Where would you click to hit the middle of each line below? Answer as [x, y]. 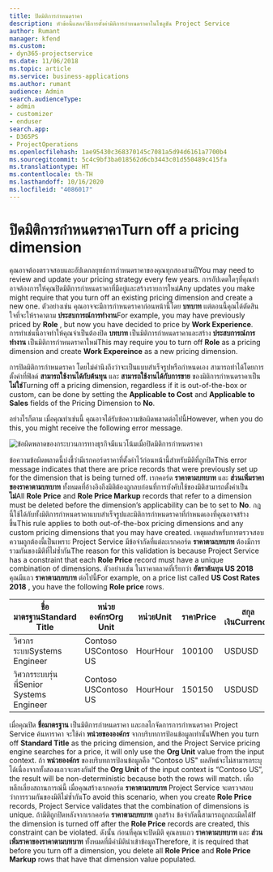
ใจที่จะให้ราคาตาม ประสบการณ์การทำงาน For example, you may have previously [127, 315]
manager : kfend [35, 39]
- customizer [31, 114]
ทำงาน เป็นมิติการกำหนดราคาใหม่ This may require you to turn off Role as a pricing [135, 342]
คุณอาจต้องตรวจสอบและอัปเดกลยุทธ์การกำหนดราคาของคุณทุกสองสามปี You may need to [132, 270]
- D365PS [24, 136]
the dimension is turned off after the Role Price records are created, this [130, 823]
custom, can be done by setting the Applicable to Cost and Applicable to [132, 394]
